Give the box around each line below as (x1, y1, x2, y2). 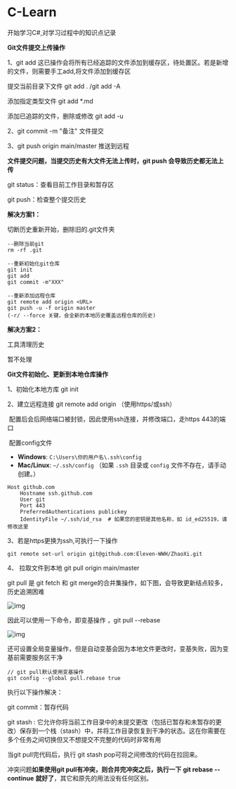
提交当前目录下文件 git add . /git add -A (7, 81, 121, 90)
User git (20, 496, 46, 503)
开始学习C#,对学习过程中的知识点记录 (7, 28, 117, 37)
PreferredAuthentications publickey (20, 508, 128, 515)
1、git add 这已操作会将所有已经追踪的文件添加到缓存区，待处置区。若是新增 (7, 58, 229, 67)
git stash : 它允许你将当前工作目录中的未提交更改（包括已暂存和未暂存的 (7, 717, 216, 726)
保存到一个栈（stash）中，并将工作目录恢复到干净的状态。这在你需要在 (19, 726, 226, 735)
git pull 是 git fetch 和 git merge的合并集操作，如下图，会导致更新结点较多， (7, 578, 227, 587)
